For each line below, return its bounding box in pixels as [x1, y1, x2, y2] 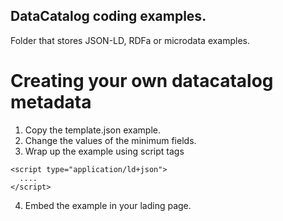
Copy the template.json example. [24, 124, 161, 136]
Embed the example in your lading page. [24, 199, 192, 211]
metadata [10, 91, 92, 113]
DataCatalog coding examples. [10, 8, 207, 25]
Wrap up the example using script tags [24, 145, 185, 157]
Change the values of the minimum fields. [24, 134, 197, 146]
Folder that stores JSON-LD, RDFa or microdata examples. [10, 34, 251, 46]
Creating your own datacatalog [10, 70, 274, 92]
